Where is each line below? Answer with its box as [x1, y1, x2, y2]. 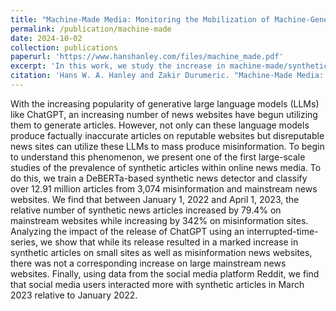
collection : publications [10, 42, 118, 53]
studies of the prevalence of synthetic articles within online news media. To [10, 161, 322, 173]
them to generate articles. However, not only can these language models [10, 119, 310, 131]
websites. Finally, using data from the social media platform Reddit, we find [10, 267, 320, 280]
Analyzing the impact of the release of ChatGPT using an [10, 225, 245, 237]
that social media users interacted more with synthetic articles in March [10, 278, 305, 290]
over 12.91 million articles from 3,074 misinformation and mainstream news [10, 182, 318, 195]
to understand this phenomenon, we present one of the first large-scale [10, 151, 306, 163]
